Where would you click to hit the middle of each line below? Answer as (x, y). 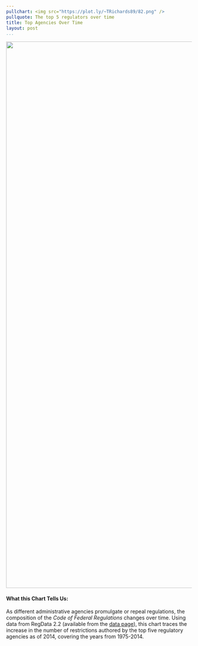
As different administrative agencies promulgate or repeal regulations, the (95, 612)
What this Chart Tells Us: (37, 598)
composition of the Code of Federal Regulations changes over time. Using (96, 618)
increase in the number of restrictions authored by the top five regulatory (95, 630)
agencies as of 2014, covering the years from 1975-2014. (75, 637)
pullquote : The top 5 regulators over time (60, 17)
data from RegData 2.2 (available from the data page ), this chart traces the (97, 624)
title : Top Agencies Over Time (44, 22)
